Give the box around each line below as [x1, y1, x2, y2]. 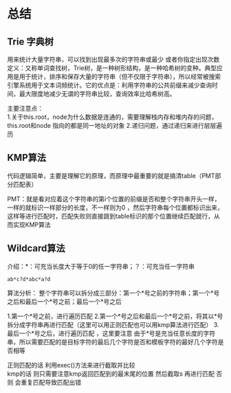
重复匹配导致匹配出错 [20, 378, 81, 386]
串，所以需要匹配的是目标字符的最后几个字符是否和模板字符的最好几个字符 [7, 337, 218, 346]
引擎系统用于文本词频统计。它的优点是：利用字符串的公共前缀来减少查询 [7, 81, 212, 89]
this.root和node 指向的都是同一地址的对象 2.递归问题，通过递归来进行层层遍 [7, 122, 222, 129]
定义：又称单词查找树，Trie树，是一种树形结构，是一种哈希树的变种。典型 [7, 64, 217, 72]
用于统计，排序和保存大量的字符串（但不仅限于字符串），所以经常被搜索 [19, 73, 221, 80]
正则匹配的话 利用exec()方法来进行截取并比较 [7, 361, 135, 369]
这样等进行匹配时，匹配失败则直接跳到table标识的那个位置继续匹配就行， [7, 212, 214, 220]
